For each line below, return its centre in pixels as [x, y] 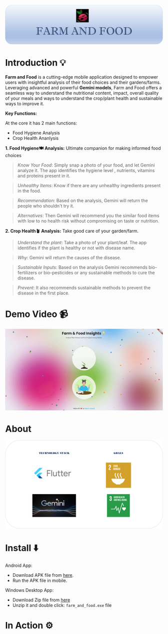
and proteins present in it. [44, 176]
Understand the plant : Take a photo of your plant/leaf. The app [82, 242]
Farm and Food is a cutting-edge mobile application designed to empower [82, 77]
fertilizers [27, 272]
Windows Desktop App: [29, 590]
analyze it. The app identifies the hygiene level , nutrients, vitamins [86, 170]
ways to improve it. [25, 103]
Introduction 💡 [35, 63]
